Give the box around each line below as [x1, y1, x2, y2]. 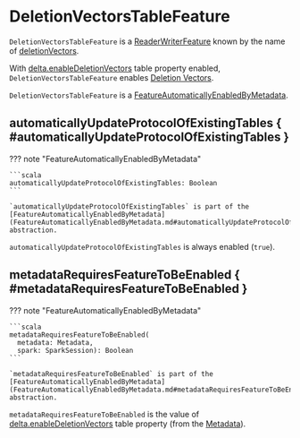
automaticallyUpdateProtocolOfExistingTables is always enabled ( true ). [9, 241, 275, 252]
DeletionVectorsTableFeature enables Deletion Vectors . [9, 72, 214, 82]
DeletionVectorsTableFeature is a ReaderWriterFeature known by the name [9, 36, 286, 47]
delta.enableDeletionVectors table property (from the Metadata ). [9, 418, 246, 429]
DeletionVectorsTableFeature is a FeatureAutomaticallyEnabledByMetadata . [9, 90, 288, 100]
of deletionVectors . [9, 45, 79, 56]
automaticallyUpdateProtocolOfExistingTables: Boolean [9, 178, 218, 187]
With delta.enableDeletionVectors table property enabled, [9, 63, 221, 73]
